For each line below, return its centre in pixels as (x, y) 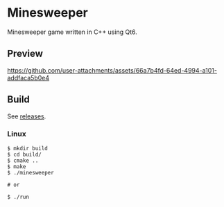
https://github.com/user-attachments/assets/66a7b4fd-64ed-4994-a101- (112, 70)
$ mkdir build (28, 148)
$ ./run (18, 197)
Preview (25, 54)
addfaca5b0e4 (28, 78)
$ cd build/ (24, 154)
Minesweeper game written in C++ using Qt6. (72, 32)
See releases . (27, 116)
